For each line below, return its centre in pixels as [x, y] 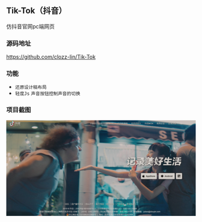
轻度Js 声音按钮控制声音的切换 [47, 94]
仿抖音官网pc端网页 [31, 26]
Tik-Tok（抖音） [37, 11]
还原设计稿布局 [31, 88]
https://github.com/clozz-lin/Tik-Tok [51, 57]
